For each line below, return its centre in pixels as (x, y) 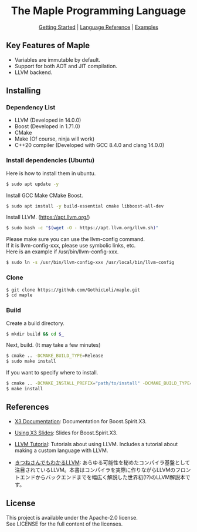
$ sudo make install (31, 362)
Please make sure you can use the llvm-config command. (76, 239)
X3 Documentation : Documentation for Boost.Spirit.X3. (81, 421)
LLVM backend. (33, 72)
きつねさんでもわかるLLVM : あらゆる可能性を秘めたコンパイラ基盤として (102, 462)
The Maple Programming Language (98, 11)
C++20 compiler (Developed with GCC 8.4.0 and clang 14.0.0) (89, 145)
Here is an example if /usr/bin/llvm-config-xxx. (62, 252)
